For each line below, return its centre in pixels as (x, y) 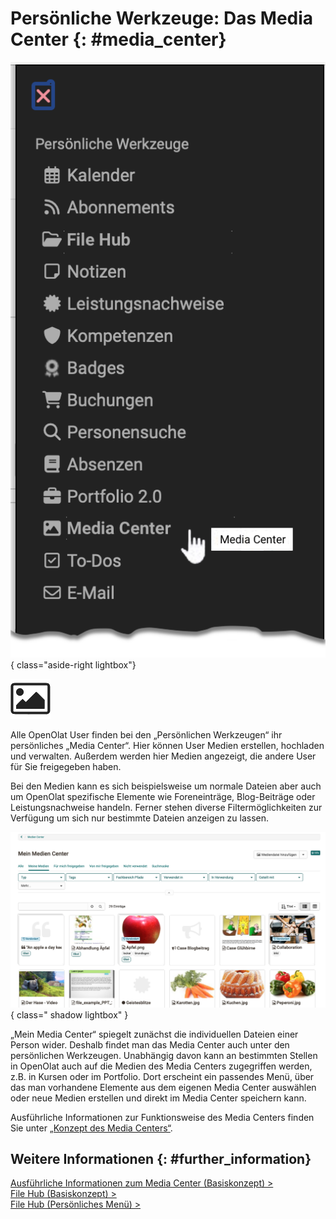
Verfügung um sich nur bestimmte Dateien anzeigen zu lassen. (140, 818)
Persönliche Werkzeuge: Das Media (162, 18)
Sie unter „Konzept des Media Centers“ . (91, 1128)
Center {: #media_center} (118, 39)
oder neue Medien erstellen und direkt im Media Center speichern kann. (158, 1098)
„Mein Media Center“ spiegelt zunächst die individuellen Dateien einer (154, 1034)
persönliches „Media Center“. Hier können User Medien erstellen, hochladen (167, 745)
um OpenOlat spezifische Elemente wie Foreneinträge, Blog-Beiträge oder (163, 796)
